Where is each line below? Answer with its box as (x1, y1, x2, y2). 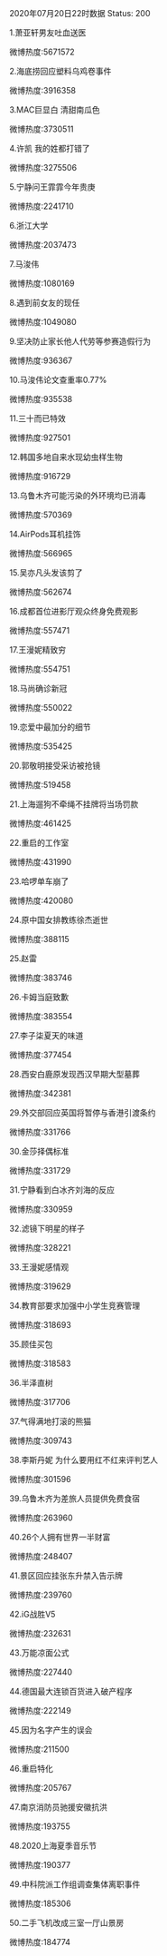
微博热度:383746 (9, 972, 72, 983)
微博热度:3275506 (9, 162, 78, 172)
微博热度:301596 (9, 1474, 71, 1484)
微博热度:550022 (9, 703, 73, 713)
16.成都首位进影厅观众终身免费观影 (9, 606, 138, 616)
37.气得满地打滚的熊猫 (9, 1416, 92, 1427)
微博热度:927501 (9, 432, 70, 443)
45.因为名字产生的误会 (9, 1725, 93, 1735)
